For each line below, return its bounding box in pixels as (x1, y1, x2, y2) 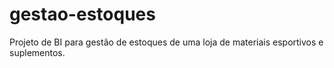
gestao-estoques (9, 3, 156, 26)
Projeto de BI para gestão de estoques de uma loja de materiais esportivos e (9, 36, 324, 48)
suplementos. (9, 46, 66, 58)
